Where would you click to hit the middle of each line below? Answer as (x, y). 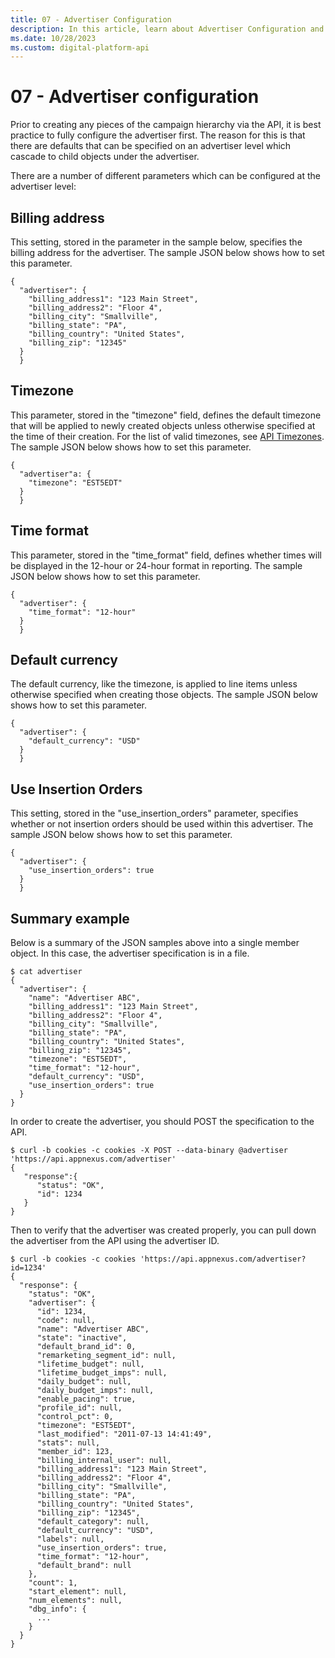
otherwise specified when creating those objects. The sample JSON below (164, 695)
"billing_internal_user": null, (104, 1461)
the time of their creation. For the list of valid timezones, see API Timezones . (167, 436)
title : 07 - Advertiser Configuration (91, 19)
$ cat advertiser (46, 972)
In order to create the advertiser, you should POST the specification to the (162, 1122)
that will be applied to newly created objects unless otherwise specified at (163, 425)
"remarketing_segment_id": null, (106, 1356)
